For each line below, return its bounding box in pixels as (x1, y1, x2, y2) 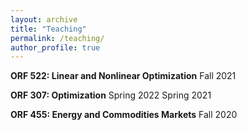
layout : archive (10, 14, 78, 25)
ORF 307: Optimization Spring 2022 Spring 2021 (10, 89, 212, 101)
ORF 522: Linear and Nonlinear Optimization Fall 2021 (10, 70, 237, 82)
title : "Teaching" (10, 24, 87, 34)
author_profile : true (10, 42, 101, 53)
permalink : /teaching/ (10, 33, 105, 43)
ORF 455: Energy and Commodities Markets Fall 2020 (10, 109, 238, 121)
